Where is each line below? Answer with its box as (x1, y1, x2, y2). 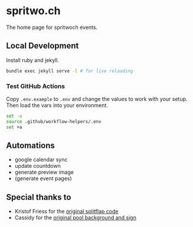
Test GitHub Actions (6, 82, 66, 90)
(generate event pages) (14, 175, 72, 182)
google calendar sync (14, 156, 68, 163)
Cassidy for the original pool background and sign (14, 214, 137, 221)
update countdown (14, 163, 61, 170)
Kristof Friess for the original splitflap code (14, 208, 119, 215)
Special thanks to (6, 192, 71, 202)
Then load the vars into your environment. (6, 102, 108, 109)
